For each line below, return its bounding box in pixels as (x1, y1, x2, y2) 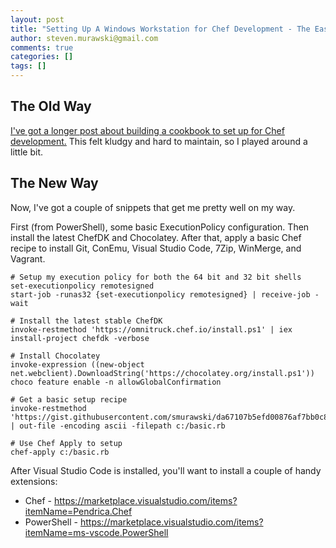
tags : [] (10, 61, 47, 71)
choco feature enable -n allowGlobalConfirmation (10, 377, 222, 387)
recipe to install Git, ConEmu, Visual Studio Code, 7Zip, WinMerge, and (10, 242, 302, 254)
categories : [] (10, 52, 74, 62)
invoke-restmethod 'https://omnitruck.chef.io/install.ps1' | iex (10, 324, 293, 335)
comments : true (10, 42, 74, 53)
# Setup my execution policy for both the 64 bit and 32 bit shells (10, 272, 302, 282)
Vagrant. (10, 252, 46, 265)
